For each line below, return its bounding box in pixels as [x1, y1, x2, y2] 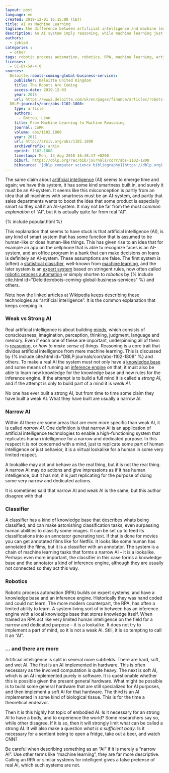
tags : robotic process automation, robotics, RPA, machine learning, [5, 54, 154, 60]
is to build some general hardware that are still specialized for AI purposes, [5, 683, 160, 689]
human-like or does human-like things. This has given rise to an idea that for [5, 239, 163, 245]
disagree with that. [5, 493, 44, 499]
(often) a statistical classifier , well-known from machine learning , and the [5, 260, 156, 266]
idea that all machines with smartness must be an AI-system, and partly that [5, 193, 163, 199]
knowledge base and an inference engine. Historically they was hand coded [5, 595, 162, 601]
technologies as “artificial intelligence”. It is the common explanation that [5, 297, 156, 303]
